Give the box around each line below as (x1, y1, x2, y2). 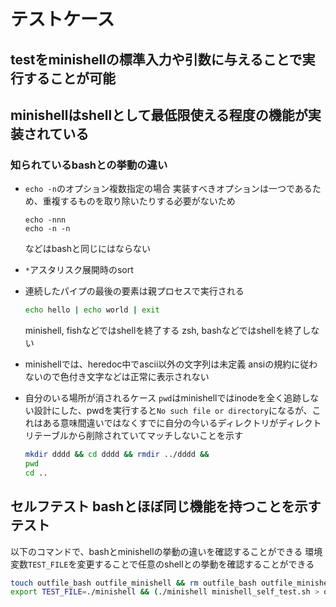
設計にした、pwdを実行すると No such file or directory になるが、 (33, 405, 313, 417)
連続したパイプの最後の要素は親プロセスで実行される (24, 285, 245, 297)
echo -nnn (24, 215, 67, 225)
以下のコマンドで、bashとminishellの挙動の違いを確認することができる (10, 545, 303, 557)
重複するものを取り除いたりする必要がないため (42, 195, 236, 207)
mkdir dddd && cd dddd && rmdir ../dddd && (24, 450, 210, 460)
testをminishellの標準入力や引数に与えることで (10, 51, 303, 68)
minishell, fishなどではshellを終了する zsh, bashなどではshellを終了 (24, 325, 303, 337)
